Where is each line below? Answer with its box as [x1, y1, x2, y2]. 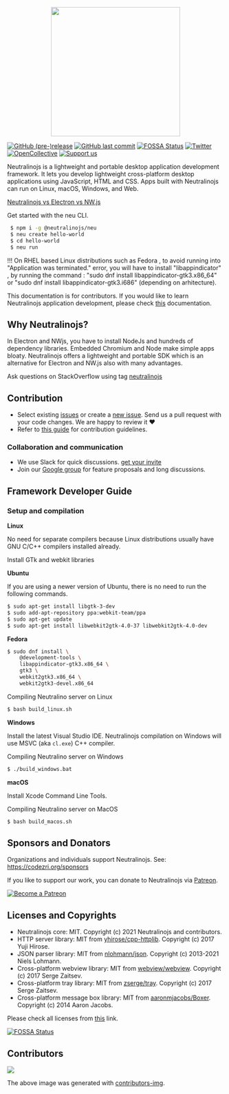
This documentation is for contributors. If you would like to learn [7, 291, 189, 300]
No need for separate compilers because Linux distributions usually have [7, 535, 215, 544]
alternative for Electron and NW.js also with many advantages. [7, 359, 184, 367]
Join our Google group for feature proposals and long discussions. [17, 465, 206, 474]
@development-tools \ [19, 654, 81, 661]
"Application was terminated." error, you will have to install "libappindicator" [7, 263, 221, 271]
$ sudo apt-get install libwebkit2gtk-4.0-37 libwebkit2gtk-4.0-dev [7, 622, 208, 629]
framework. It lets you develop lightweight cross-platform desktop [7, 170, 195, 178]
